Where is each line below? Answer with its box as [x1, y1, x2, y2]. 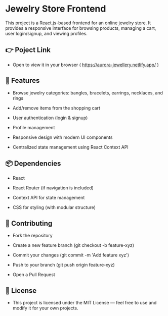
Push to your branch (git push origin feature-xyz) [12, 262, 115, 268]
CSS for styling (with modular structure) [12, 204, 96, 210]
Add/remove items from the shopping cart [12, 104, 100, 111]
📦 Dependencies [5, 159, 61, 168]
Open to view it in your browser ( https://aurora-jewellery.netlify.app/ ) [12, 62, 159, 68]
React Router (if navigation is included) [12, 185, 94, 191]
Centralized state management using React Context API [12, 144, 129, 150]
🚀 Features [5, 76, 40, 85]
